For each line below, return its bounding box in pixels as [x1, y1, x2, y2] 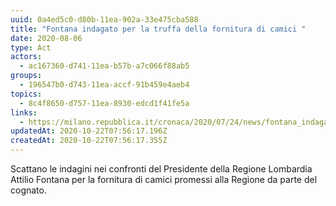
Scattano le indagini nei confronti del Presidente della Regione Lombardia [10, 163, 313, 175]
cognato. [10, 184, 47, 196]
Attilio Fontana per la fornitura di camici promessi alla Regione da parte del [10, 174, 318, 185]
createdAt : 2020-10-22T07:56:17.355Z [10, 136, 168, 146]
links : [10, 107, 38, 118]
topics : [10, 89, 43, 99]
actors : [10, 52, 43, 62]
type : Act [10, 42, 52, 53]
